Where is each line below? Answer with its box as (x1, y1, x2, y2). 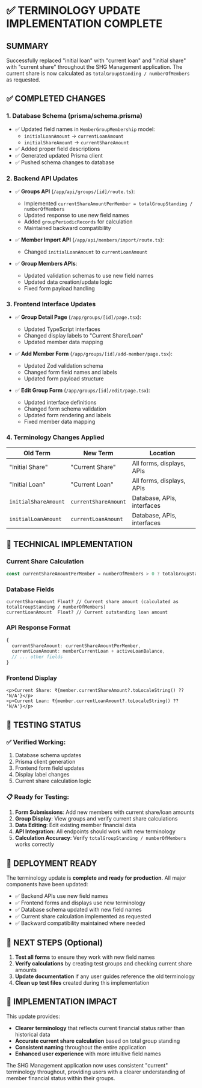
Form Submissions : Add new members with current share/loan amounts (14, 808, 195, 816)
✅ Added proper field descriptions (14, 145, 100, 152)
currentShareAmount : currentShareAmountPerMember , (11, 642, 141, 649)
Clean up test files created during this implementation (14, 979, 150, 987)
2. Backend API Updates (6, 174, 78, 182)
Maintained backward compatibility (23, 224, 111, 231)
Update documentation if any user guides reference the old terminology (14, 973, 195, 980)
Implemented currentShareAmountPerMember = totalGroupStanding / (23, 200, 193, 207)
